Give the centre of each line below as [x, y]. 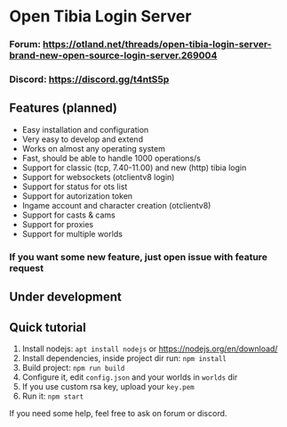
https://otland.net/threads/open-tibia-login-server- [157, 45]
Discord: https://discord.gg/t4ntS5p [89, 79]
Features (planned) [64, 108]
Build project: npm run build [73, 367]
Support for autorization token [77, 196]
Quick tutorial [48, 327]
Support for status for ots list [75, 186]
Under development [66, 297]
